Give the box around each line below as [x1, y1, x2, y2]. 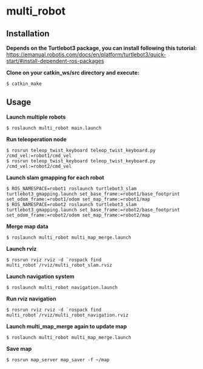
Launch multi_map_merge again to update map [6, 322, 127, 330]
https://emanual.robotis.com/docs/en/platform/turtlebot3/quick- [6, 51, 167, 58]
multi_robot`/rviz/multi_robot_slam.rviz [6, 262, 113, 268]
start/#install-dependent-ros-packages [6, 58, 104, 64]
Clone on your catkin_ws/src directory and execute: [6, 69, 140, 76]
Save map [6, 345, 32, 352]
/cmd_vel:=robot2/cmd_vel [6, 163, 72, 169]
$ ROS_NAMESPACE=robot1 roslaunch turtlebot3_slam [6, 185, 137, 191]
